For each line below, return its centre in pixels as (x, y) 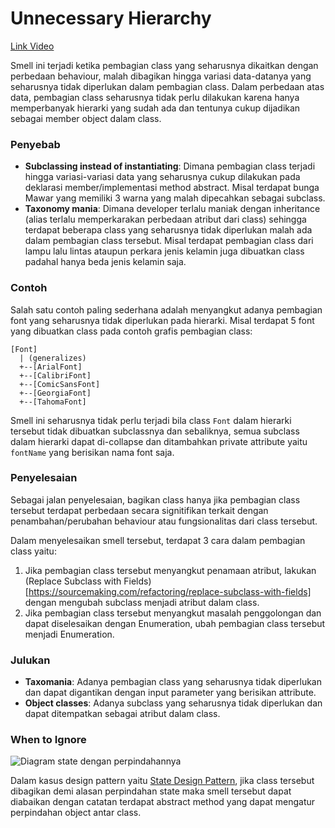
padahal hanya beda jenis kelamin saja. (105, 262)
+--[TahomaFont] (53, 402)
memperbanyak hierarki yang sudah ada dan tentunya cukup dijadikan (155, 108)
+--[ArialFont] (51, 367)
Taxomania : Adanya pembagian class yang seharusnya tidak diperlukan (173, 682)
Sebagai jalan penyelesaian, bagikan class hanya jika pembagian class (155, 499)
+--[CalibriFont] (55, 375)
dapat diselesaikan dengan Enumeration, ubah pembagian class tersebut (175, 623)
